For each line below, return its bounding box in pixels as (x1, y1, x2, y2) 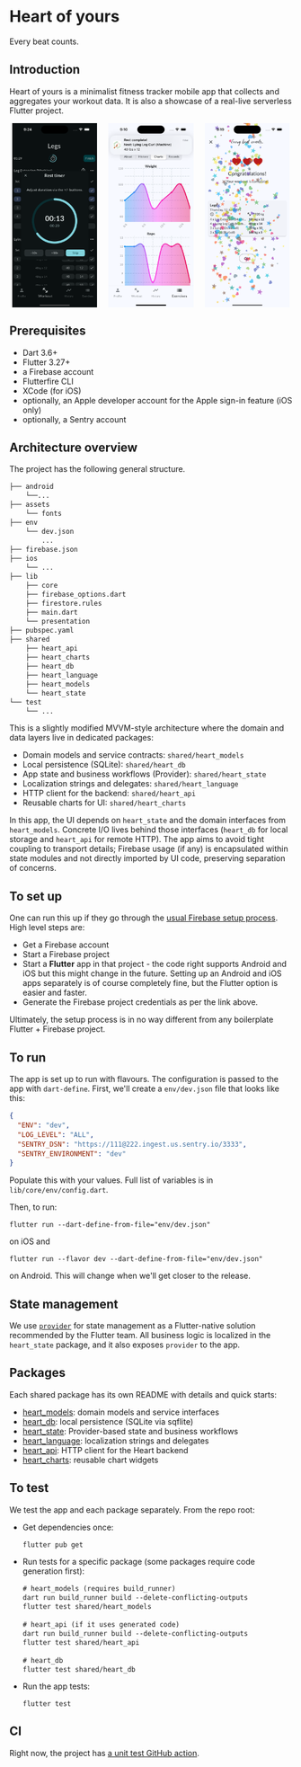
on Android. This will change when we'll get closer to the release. (9, 1270, 252, 1282)
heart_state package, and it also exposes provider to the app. (9, 1339, 241, 1350)
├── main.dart (25, 608, 78, 617)
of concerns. (9, 863, 57, 874)
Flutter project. (9, 105, 65, 116)
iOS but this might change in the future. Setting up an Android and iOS (22, 968, 282, 979)
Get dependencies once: (22, 1522, 114, 1532)
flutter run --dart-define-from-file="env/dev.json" (9, 1221, 211, 1230)
